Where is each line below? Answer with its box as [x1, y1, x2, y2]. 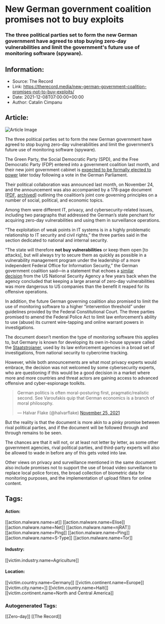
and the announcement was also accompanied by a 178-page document [5, 186, 152, 193]
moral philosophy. [17, 400, 54, 406]
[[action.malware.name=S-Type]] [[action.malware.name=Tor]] [5, 535, 133, 541]
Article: [5, 113, 29, 122]
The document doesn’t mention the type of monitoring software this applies [5, 334, 159, 340]
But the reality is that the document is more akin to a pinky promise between [5, 419, 160, 425]
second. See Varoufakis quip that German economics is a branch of [17, 395, 155, 401]
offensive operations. [5, 288, 48, 294]
